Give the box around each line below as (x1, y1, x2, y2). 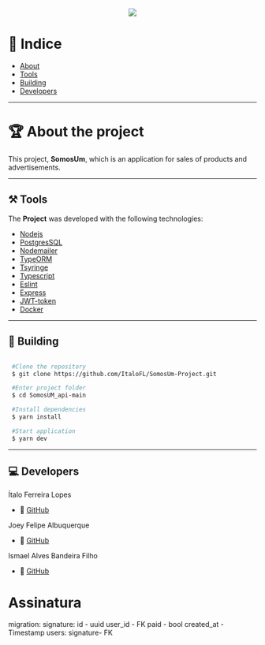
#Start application (11, 427, 77, 435)
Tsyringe (19, 263, 49, 272)
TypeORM (19, 254, 53, 263)
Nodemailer (19, 245, 58, 255)
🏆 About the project (8, 123, 144, 141)
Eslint (19, 279, 38, 289)
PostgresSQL (19, 237, 63, 247)
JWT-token (19, 296, 57, 305)
